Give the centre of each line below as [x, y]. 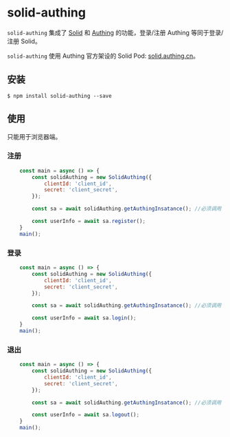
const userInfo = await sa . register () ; [89, 222]
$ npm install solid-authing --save [59, 96]
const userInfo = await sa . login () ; [84, 318]
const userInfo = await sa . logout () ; [85, 415]
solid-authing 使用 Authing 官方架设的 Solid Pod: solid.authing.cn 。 [103, 56]
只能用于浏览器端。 [34, 136]
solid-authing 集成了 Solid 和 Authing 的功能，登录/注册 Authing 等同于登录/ [115, 32]
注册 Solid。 [24, 41]
